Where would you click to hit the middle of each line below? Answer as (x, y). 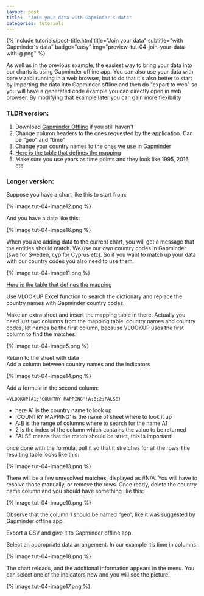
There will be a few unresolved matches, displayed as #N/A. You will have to (102, 478)
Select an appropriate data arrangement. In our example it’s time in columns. (102, 544)
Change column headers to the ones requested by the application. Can (104, 133)
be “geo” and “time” (40, 139)
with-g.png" (21, 54)
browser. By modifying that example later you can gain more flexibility (94, 97)
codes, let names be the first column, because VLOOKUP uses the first (95, 328)
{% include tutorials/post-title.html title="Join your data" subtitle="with (95, 41)
